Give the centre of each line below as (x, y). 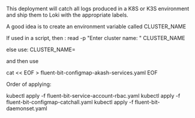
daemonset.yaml (27, 108)
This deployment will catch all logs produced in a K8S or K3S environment (98, 9)
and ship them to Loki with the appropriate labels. (67, 15)
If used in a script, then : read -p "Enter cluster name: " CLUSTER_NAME (96, 38)
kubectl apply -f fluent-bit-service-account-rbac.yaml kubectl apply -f (93, 96)
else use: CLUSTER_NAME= (41, 49)
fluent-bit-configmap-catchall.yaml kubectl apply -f (70, 102)
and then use (22, 61)
